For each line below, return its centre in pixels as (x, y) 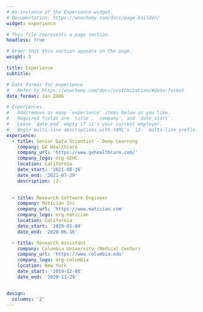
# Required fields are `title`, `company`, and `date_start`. (90, 119)
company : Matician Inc (46, 203)
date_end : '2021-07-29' (48, 175)
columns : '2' (28, 299)
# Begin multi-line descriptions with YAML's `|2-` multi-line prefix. (102, 130)
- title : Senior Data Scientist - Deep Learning (75, 141)
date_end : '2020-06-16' (48, 232)
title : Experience (30, 68)
